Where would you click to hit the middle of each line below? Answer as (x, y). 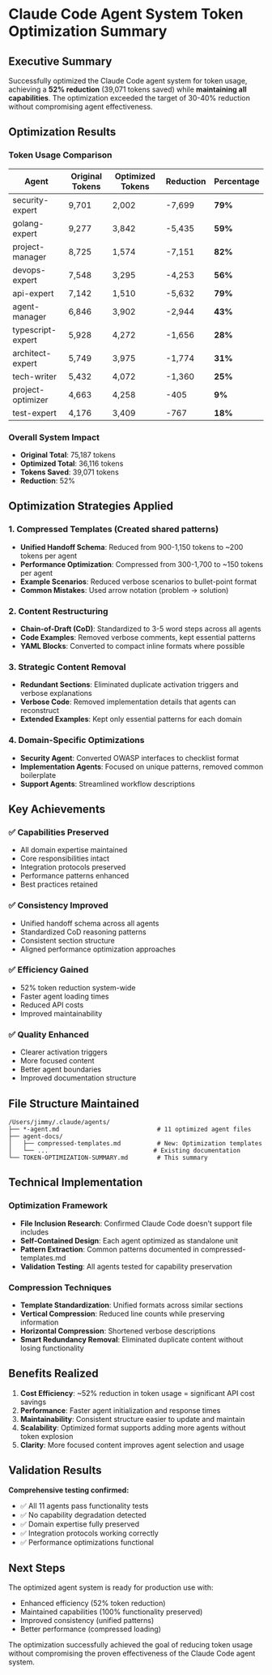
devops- (29, 270)
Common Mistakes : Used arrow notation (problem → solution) (124, 590)
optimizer (30, 400)
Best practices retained (59, 884)
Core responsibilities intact (65, 859)
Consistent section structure (67, 940)
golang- (28, 223)
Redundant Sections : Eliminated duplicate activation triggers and (129, 685)
